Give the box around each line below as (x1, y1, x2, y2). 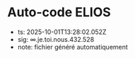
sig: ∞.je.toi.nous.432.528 (17, 35, 95, 43)
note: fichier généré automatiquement (17, 42, 129, 51)
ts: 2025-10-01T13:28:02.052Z (17, 28, 107, 36)
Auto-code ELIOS (7, 4, 111, 21)
